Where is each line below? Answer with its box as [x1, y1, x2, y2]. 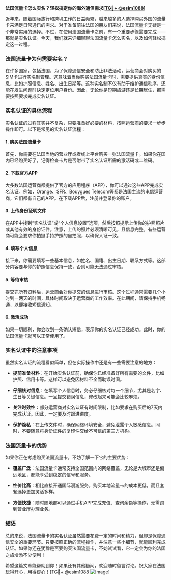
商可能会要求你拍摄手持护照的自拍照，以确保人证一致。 [5, 233, 121, 239]
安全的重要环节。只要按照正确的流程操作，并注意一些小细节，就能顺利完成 [9, 539, 166, 545]
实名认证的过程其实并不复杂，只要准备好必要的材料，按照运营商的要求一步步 [5, 120, 166, 126]
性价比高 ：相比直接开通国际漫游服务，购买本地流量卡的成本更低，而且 [12, 482, 160, 488]
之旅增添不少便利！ [5, 551, 46, 558]
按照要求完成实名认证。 [9, 93, 59, 99]
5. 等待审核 [5, 277, 28, 282]
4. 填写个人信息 [5, 245, 38, 251]
